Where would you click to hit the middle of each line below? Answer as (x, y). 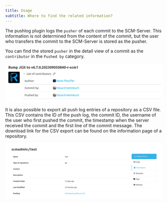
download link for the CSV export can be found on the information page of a (83, 131)
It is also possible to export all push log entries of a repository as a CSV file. (83, 110)
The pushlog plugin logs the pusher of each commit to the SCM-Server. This (83, 30)
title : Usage (19, 10)
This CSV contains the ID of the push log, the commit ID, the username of (81, 115)
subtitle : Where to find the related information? (59, 16)
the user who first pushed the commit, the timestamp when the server (77, 120)
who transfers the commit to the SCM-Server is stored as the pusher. (76, 41)
